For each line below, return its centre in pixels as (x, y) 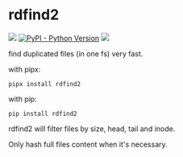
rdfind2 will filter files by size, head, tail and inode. (92, 128)
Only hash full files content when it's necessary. (88, 144)
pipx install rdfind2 (45, 84)
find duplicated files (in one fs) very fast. (76, 53)
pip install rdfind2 (43, 114)
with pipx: (25, 69)
